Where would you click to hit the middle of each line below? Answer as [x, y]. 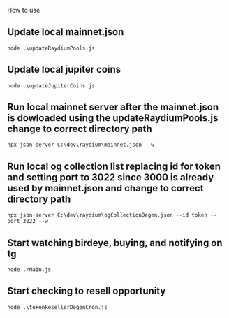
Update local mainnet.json [66, 32]
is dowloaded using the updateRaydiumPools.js [113, 118]
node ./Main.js [29, 270]
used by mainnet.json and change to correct [105, 188]
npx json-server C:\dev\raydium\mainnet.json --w [81, 145]
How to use [24, 10]
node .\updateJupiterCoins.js [51, 86]
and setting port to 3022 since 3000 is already [111, 177]
